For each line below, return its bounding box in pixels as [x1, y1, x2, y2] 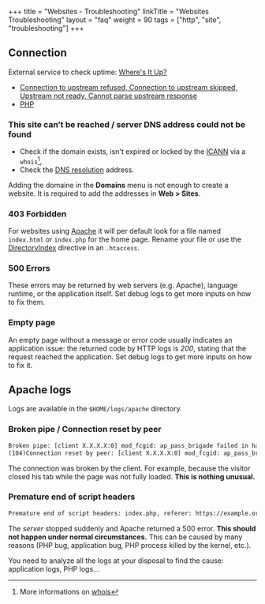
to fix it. [8, 360, 33, 370]
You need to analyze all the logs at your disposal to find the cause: [8, 556, 224, 565]
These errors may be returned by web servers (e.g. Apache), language [8, 280, 238, 291]
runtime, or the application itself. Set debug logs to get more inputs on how [8, 289, 252, 298]
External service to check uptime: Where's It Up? [8, 67, 167, 77]
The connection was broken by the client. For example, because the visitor [8, 463, 251, 473]
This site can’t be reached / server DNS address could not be [8, 118, 246, 129]
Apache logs [8, 383, 72, 397]
